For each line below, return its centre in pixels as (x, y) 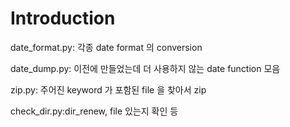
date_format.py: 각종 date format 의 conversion (106, 47)
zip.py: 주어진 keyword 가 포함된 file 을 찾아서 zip (108, 89)
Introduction (63, 18)
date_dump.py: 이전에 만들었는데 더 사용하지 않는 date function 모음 (145, 68)
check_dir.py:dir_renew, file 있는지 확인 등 (94, 111)
